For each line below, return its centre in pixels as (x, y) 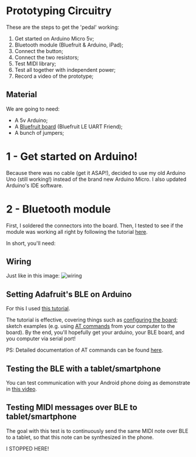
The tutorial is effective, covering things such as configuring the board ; (92, 320)
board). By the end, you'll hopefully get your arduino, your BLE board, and (95, 332)
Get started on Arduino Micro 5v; (54, 38)
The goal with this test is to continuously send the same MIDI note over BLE (97, 430)
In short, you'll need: (31, 243)
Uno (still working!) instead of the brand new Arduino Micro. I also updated (96, 179)
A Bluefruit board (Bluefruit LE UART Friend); (69, 126)
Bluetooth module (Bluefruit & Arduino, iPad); (69, 45)
